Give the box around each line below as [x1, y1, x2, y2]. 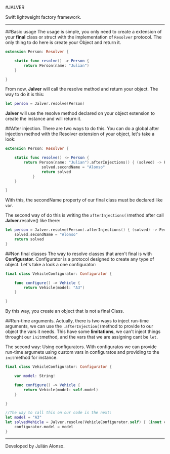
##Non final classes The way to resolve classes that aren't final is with [5, 251, 152, 257]
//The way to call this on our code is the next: [5, 410, 112, 416]
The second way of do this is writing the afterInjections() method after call [5, 212, 164, 218]
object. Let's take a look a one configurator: [5, 261, 96, 267]
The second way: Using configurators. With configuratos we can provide [5, 344, 157, 350]
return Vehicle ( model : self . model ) [23, 387, 99, 392]
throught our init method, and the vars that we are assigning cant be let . [5, 334, 158, 340]
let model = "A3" [5, 415, 42, 420]
